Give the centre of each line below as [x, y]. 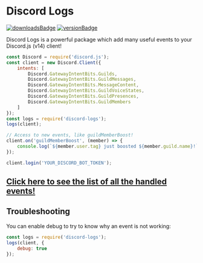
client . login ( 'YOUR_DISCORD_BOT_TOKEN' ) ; [59, 163]
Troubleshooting [38, 211]
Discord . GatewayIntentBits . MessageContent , [83, 85]
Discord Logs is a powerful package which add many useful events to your [99, 39]
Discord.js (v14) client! [34, 46]
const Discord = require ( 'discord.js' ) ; [58, 57]
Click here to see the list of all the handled [87, 182]
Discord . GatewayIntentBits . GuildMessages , [82, 80]
